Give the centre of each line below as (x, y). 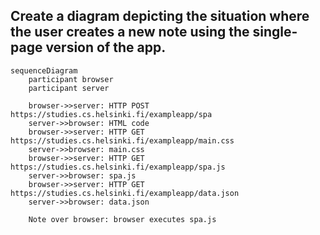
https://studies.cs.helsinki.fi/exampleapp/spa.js (118, 167)
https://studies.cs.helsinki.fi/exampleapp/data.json (125, 193)
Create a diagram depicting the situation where (160, 16)
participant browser (71, 79)
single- (275, 32)
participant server (69, 88)
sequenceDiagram (44, 70)
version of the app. (106, 47)
